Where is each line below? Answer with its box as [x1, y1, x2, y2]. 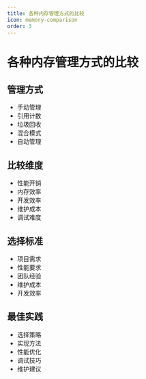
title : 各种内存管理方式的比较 [7, 10, 85, 17]
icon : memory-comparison [7, 16, 78, 23]
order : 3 [7, 23, 32, 29]
